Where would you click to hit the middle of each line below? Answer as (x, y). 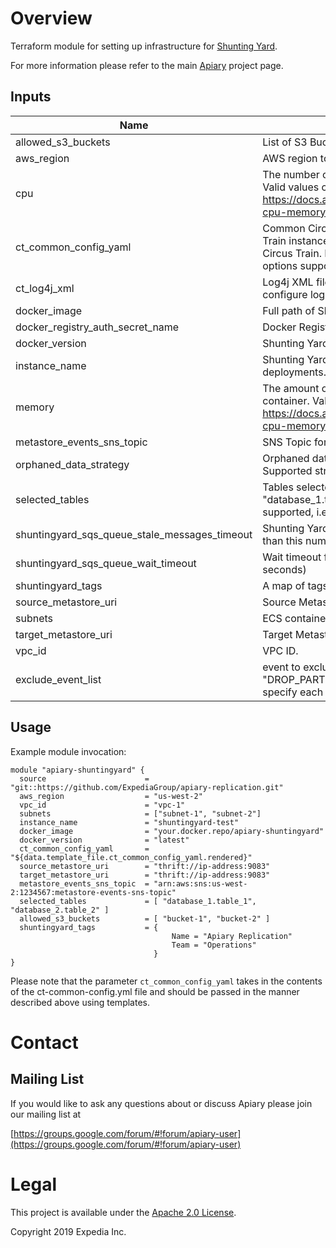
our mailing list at (46, 1114)
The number (291, 174)
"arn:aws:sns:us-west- (200, 883)
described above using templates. (80, 1002)
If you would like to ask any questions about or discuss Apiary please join (161, 1103)
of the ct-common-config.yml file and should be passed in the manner (155, 991)
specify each (293, 692)
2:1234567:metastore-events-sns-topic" (93, 892)
